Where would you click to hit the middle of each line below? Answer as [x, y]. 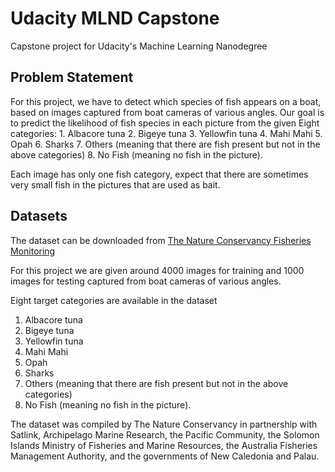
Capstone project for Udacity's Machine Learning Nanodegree [139, 46]
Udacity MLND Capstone [115, 18]
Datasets [39, 216]
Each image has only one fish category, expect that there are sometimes [159, 174]
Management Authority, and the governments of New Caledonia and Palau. [165, 456]
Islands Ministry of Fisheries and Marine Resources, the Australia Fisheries [164, 445]
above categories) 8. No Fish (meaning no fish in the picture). [137, 154]
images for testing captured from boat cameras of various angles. [146, 281]
